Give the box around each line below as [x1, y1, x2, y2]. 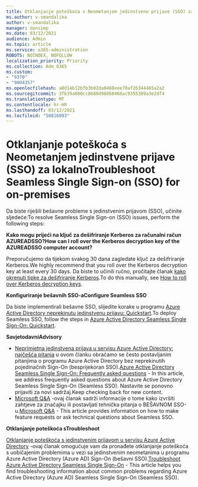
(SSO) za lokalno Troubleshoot [6, 163, 156, 177]
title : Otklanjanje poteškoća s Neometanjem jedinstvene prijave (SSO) [6, 8, 186, 15]
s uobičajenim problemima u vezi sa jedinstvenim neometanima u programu [6, 449, 190, 456]
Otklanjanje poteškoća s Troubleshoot [6, 425, 100, 432]
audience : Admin [6, 36, 46, 42]
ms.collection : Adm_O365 [6, 63, 67, 69]
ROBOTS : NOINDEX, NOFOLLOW [6, 52, 72, 58]
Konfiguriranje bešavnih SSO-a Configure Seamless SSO [6, 292, 147, 299]
